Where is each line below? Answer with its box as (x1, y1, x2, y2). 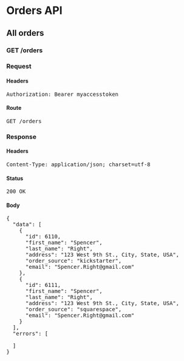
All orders (6, 28, 44, 38)
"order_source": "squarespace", (25, 306, 122, 313)
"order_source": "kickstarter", (25, 257, 122, 265)
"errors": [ (12, 330, 49, 337)
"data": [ (12, 221, 42, 228)
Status (6, 174, 24, 182)
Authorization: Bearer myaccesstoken (6, 90, 119, 98)
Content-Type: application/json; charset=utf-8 (6, 161, 151, 167)
